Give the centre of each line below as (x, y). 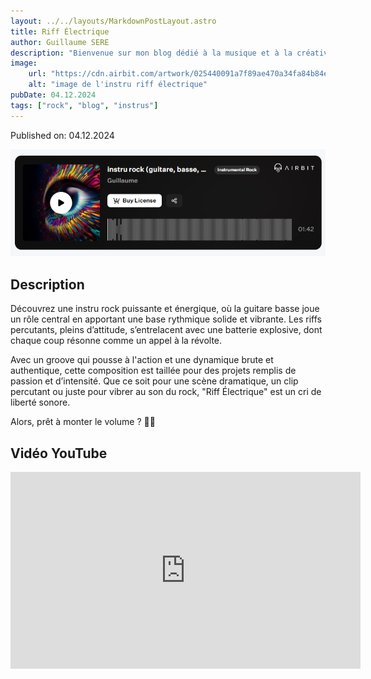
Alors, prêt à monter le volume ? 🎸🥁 (83, 422)
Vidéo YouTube (59, 453)
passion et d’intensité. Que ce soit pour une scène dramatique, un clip (154, 381)
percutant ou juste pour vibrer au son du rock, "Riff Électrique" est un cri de (166, 392)
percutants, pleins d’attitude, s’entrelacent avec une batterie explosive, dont (166, 330)
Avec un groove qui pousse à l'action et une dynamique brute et (142, 360)
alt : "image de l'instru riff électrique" (118, 85)
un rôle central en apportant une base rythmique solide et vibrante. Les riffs (166, 319)
